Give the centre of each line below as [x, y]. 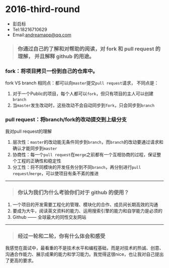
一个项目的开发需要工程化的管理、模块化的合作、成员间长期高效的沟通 [85, 204]
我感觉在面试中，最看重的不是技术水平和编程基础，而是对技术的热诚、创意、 [84, 248]
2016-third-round [43, 9]
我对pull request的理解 [28, 131]
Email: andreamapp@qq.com [42, 35]
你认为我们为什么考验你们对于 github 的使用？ [73, 193]
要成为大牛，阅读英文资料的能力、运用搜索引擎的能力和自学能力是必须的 [87, 211]
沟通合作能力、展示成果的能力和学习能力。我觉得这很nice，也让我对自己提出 [84, 254]
